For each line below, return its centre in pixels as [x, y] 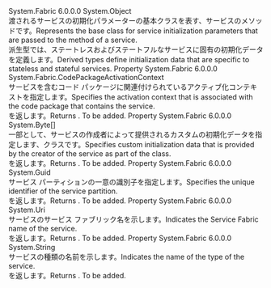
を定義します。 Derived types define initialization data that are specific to [129, 59]
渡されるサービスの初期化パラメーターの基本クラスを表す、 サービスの [125, 21]
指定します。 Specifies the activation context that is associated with [141, 97]
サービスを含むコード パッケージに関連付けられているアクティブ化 [119, 87]
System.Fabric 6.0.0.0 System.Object [70, 11]
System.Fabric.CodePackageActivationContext [86, 77]
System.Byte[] [32, 125]
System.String [32, 247]
